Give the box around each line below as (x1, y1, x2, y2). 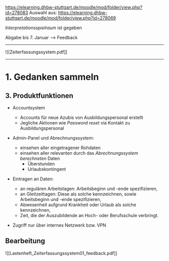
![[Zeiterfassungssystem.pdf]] (5, 49, 67, 55)
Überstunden (27, 161, 55, 167)
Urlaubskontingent (27, 166, 66, 172)
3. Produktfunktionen (5, 91, 74, 100)
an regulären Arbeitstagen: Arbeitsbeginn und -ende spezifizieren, (20, 186, 158, 191)
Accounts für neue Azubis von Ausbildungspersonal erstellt (20, 114, 143, 120)
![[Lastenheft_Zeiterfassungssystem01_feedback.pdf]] (5, 250, 117, 256)
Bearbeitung (5, 237, 45, 245)
